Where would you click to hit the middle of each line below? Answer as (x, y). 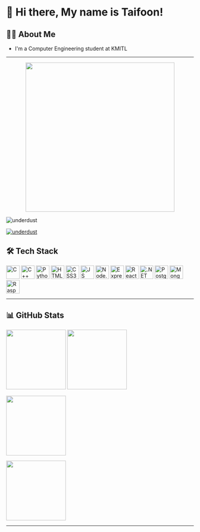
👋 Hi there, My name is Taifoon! (85, 12)
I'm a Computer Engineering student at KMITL (71, 48)
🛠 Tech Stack (32, 251)
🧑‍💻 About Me (31, 34)
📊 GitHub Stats (35, 316)
